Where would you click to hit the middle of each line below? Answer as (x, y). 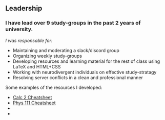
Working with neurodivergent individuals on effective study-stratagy (85, 72)
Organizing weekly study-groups (47, 56)
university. (19, 29)
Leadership (24, 8)
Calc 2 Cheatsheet (32, 97)
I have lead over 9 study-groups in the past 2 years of (73, 23)
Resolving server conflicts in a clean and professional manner (78, 77)
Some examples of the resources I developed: (54, 87)
